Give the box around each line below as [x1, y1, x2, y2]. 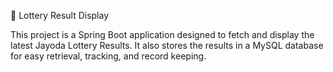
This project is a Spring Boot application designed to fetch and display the [10, 29, 315, 40]
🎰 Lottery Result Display [10, 10, 110, 21]
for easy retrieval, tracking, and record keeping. [10, 50, 207, 62]
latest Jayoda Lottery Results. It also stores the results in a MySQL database [10, 40, 324, 51]
